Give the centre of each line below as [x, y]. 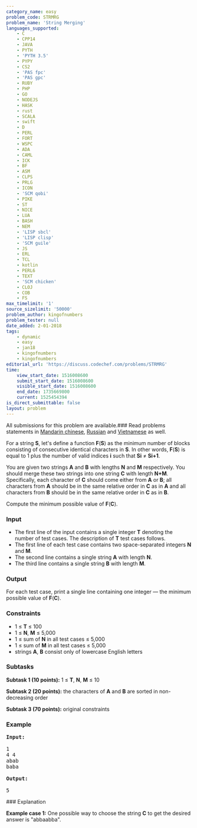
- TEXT [25, 276]
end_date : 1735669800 [43, 392]
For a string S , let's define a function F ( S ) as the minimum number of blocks [98, 443]
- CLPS [25, 177]
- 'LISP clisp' [35, 238]
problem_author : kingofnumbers [45, 315]
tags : [13, 331]
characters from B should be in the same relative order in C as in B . [88, 492]
